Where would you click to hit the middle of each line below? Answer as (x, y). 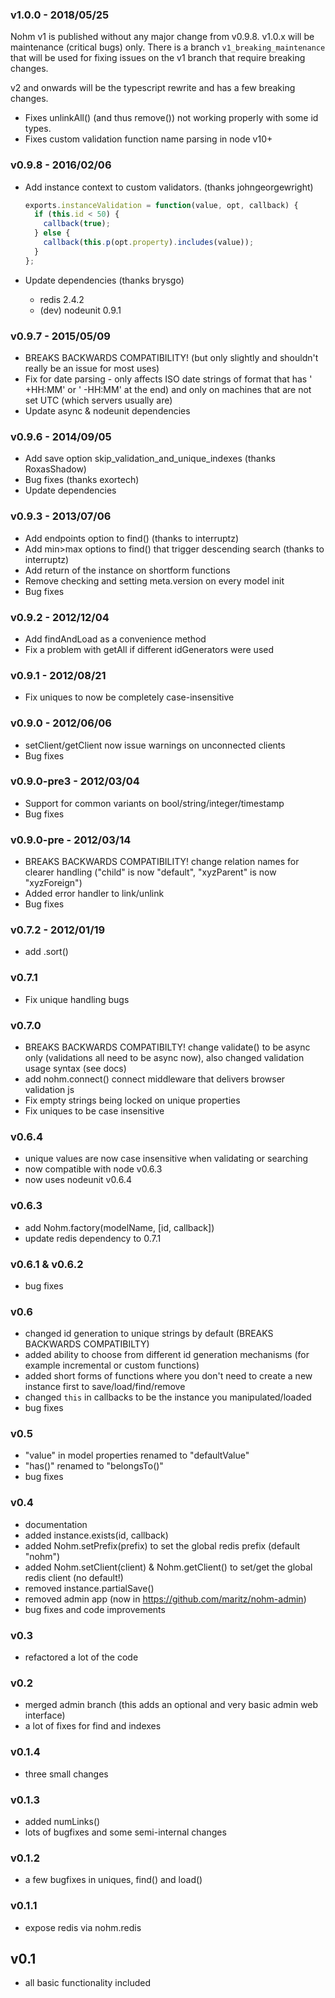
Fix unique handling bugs (77, 999)
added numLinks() (62, 1821)
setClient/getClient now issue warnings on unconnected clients (155, 745)
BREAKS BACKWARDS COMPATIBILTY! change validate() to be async (167, 1047)
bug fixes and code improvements (95, 1609)
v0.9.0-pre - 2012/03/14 (71, 840)
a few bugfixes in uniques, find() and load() (113, 1880)
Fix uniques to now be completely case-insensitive (129, 697)
